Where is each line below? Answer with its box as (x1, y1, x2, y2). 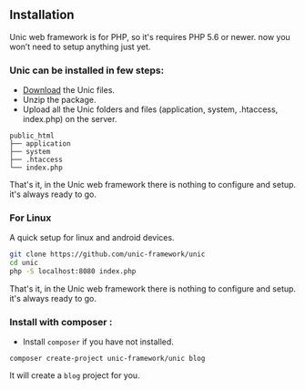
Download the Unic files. (22, 85, 116, 96)
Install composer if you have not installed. (22, 336, 175, 347)
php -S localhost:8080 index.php (9, 267, 137, 276)
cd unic (9, 259, 39, 268)
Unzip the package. (22, 95, 97, 106)
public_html (9, 131, 55, 140)
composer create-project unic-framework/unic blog (9, 354, 206, 364)
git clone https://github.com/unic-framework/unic (9, 250, 206, 259)
